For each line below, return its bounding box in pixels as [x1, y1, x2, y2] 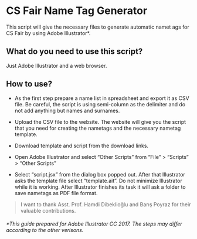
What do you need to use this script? [6, 47, 143, 57]
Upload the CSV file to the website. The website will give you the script [14, 118, 186, 125]
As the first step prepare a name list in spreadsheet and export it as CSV [14, 95, 189, 102]
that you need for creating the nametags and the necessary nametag [14, 124, 181, 131]
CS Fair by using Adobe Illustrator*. [6, 29, 91, 36]
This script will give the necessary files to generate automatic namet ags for [6, 23, 189, 30]
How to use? [6, 79, 53, 89]
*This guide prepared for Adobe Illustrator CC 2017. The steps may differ [6, 220, 183, 227]
